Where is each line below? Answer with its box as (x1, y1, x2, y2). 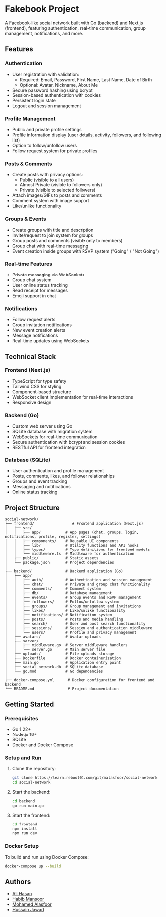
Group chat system (12, 277, 52, 283)
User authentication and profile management (12, 468, 104, 474)
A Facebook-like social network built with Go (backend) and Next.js (5, 20, 143, 26)
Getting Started (5, 700, 54, 708)
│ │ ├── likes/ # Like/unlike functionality (5, 608, 126, 613)
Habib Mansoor (12, 896, 44, 902)
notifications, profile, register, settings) (5, 534, 101, 539)
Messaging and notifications (12, 484, 71, 490)
